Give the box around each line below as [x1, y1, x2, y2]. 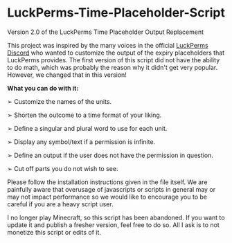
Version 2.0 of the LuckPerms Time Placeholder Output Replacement [7, 28, 204, 36]
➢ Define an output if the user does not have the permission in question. [7, 151, 213, 159]
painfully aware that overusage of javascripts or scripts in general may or [7, 185, 216, 193]
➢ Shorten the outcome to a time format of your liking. [7, 111, 162, 119]
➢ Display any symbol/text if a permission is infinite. [7, 137, 156, 146]
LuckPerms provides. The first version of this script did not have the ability [7, 55, 220, 64]
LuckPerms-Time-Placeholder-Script [7, 5, 225, 21]
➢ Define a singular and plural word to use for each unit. [7, 124, 168, 132]
